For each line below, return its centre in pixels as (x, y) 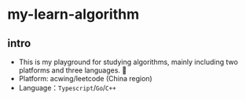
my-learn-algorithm (73, 14)
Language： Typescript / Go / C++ (67, 88)
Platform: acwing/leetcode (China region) (85, 79)
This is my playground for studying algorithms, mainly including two (129, 62)
